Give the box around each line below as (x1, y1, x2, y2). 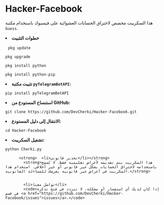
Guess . (5, 25, 18, 31)
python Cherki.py (5, 146, 42, 152)
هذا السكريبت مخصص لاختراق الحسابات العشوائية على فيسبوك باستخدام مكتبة (5, 20, 153, 26)
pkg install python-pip (5, 72, 56, 77)
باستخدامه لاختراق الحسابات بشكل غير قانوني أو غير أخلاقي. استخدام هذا (5, 164, 157, 170)
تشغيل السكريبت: (12, 137, 45, 143)
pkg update (8, 45, 31, 51)
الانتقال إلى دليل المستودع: (12, 118, 62, 124)
